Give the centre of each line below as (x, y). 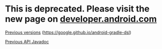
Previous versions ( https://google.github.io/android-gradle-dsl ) (68, 32)
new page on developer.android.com (81, 19)
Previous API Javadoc (27, 41)
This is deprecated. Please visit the (77, 9)
